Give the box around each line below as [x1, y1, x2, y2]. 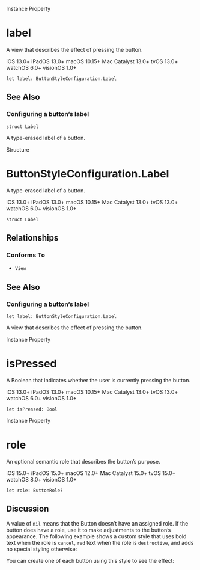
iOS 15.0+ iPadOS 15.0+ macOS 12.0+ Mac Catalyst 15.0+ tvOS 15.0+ [6, 469, 176, 477]
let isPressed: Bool [6, 406, 58, 412]
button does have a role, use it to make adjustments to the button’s [6, 526, 171, 533]
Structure [6, 146, 30, 153]
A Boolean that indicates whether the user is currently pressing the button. [6, 376, 191, 384]
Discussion [6, 504, 49, 514]
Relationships [6, 233, 59, 243]
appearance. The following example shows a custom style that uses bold [6, 532, 187, 540]
